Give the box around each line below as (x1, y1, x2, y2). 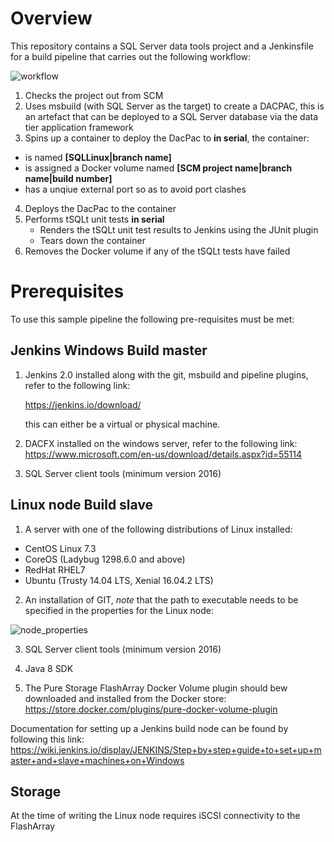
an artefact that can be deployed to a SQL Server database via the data (24, 110, 319, 122)
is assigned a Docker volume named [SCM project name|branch (24, 162, 293, 174)
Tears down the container (39, 234, 146, 246)
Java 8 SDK (24, 662, 74, 674)
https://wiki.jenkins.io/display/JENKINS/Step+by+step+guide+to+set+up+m (10, 743, 322, 756)
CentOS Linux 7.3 (24, 542, 97, 554)
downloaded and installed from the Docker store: (24, 692, 227, 704)
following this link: (10, 733, 85, 745)
